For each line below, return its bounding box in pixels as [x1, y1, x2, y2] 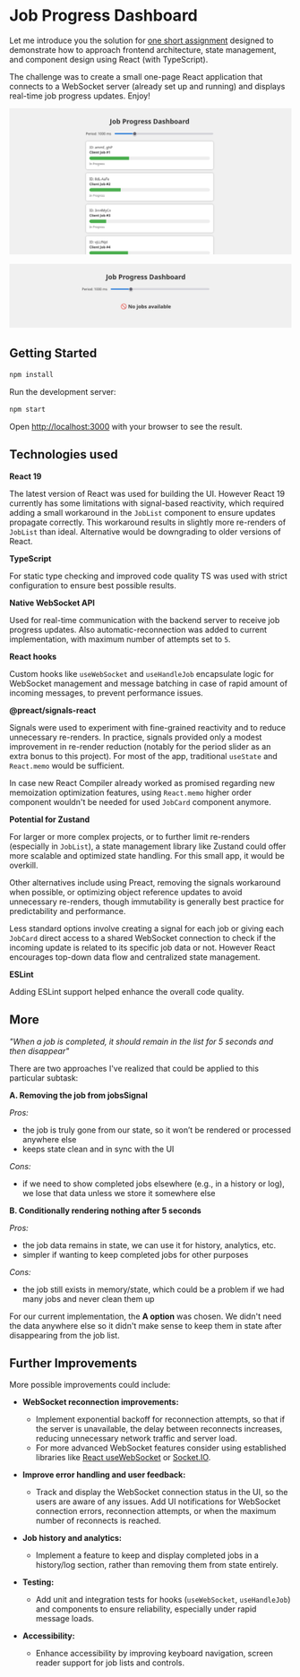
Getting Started [9, 346, 98, 361]
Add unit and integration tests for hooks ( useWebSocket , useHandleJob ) [35, 1595, 291, 1605]
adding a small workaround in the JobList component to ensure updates [9, 507, 276, 518]
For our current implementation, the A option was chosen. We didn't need [9, 1311, 282, 1322]
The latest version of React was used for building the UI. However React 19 [9, 488, 285, 499]
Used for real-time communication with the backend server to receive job [9, 614, 280, 625]
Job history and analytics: [21, 1533, 123, 1544]
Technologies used [9, 447, 118, 462]
